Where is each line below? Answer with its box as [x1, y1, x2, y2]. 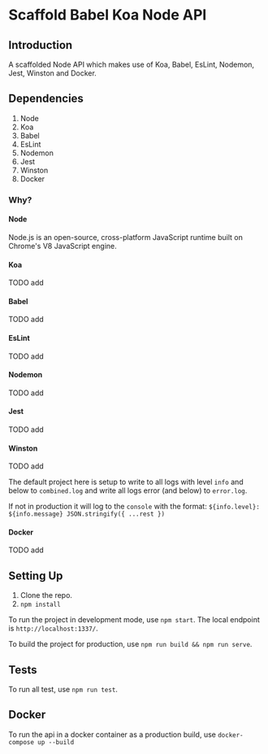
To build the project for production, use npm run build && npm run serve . [8, 639, 253, 649]
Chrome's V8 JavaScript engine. [8, 241, 117, 251]
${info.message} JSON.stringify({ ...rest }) [8, 510, 165, 518]
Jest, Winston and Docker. [8, 68, 97, 78]
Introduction [8, 38, 73, 52]
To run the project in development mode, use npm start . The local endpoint [8, 615, 260, 625]
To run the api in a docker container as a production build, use [8, 730, 217, 739]
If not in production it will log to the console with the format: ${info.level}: [8, 502, 260, 512]
